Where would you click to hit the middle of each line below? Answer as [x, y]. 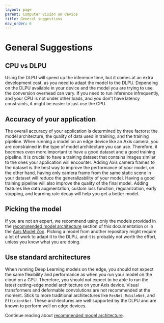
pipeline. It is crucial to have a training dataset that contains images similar [80, 157]
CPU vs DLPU [26, 66]
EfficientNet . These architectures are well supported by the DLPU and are [81, 300]
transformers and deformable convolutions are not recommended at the [78, 290]
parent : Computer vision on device [41, 14]
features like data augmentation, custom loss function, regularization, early [81, 189]
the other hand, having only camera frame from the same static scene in [78, 173]
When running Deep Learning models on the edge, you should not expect [79, 269]
